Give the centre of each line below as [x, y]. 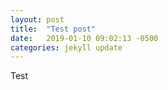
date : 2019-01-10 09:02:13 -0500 [84, 38]
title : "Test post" [53, 29]
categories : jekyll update [66, 47]
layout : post [37, 19]
